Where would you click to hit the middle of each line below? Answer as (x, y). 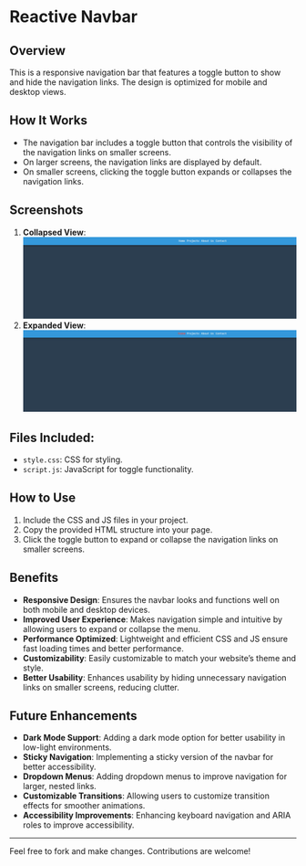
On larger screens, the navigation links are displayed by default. (142, 162)
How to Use (43, 498)
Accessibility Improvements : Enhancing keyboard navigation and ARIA (157, 816)
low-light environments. (67, 747)
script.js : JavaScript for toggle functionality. (108, 469)
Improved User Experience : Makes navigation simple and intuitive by (153, 619)
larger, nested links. (60, 787)
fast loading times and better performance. (103, 648)
